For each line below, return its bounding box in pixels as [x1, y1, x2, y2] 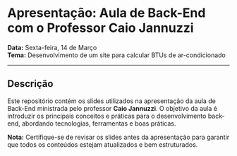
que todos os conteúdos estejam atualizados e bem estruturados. [7, 140, 198, 149]
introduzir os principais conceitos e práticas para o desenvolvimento [7, 112, 207, 120]
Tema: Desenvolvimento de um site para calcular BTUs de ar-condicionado [7, 51, 226, 59]
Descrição [7, 78, 54, 90]
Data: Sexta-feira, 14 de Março [7, 43, 97, 52]
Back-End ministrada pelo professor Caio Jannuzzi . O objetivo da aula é [7, 104, 217, 112]
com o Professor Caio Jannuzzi [7, 20, 194, 36]
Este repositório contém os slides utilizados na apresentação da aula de [7, 97, 217, 105]
